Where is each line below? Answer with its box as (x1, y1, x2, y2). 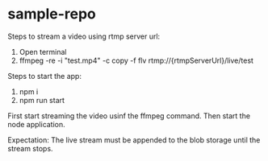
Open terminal (19, 47, 67, 56)
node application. (7, 119, 65, 129)
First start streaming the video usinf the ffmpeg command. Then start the (7, 110, 251, 121)
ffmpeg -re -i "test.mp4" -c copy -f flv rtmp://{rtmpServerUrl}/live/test (19, 56, 253, 65)
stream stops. (7, 143, 53, 153)
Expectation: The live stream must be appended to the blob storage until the (7, 134, 261, 145)
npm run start (19, 95, 65, 105)
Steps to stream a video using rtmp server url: (7, 31, 161, 41)
